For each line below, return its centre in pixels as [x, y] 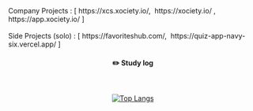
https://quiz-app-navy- [208, 36]
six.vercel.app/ [32, 44]
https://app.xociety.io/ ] [46, 19]
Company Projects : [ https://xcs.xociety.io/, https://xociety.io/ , [112, 11]
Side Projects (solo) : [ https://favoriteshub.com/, [88, 36]
